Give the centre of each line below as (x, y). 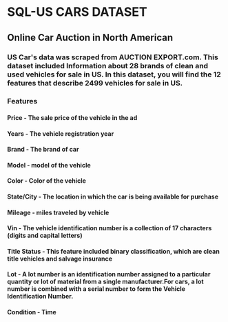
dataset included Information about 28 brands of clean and (108, 66)
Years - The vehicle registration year (61, 133)
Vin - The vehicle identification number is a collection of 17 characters (110, 228)
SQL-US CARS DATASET (77, 12)
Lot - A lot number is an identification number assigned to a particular (109, 274)
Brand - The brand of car (43, 150)
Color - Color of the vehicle (46, 181)
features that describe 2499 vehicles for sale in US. (95, 83)
